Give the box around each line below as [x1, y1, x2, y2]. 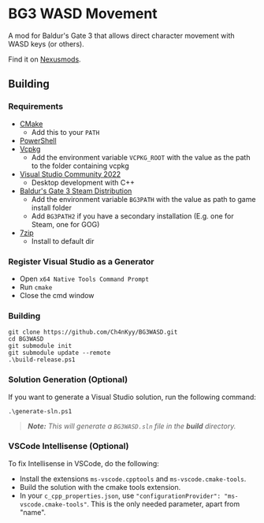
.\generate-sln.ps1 [8, 407, 73, 415]
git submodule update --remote [8, 349, 111, 357]
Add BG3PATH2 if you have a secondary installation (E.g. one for [31, 211, 234, 221]
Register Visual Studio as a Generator [8, 256, 154, 267]
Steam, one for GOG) [31, 219, 100, 229]
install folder [31, 203, 73, 212]
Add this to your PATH [31, 127, 100, 136]
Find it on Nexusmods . [8, 54, 81, 64]
